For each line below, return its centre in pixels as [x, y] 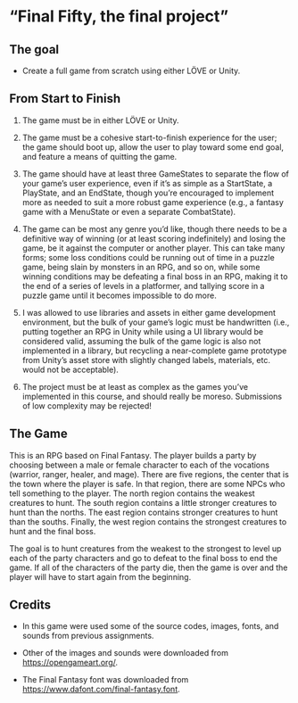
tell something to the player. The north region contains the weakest [132, 493]
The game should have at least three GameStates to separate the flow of [156, 174]
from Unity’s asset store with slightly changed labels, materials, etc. [146, 360]
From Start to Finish [65, 99]
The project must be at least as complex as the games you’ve [135, 386]
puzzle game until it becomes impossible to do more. [119, 295]
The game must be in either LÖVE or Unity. [101, 120]
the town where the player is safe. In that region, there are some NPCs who [147, 484]
